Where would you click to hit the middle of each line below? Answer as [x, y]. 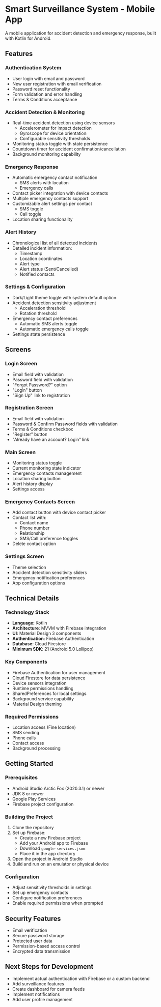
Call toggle [30, 214]
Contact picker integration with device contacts [60, 193]
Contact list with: [29, 518]
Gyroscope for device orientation [53, 133]
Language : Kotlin [30, 623]
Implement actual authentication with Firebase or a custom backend [81, 978]
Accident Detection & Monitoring [45, 112]
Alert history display [32, 484]
